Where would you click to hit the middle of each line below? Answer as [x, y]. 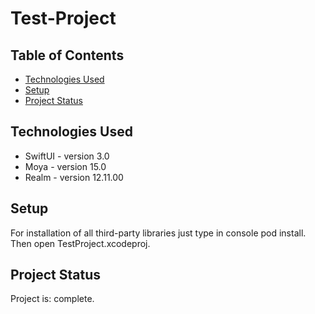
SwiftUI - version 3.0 [67, 156]
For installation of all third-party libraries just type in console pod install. [158, 233]
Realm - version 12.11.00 [74, 177]
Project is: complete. [52, 299]
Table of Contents [67, 55]
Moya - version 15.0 [65, 166]
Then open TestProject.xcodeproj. [80, 243]
